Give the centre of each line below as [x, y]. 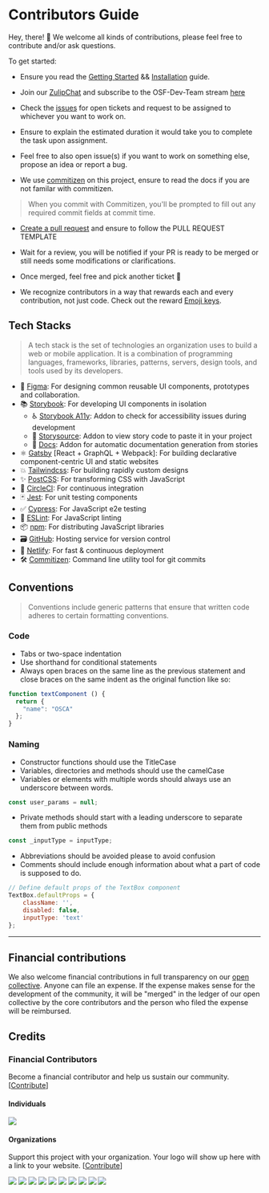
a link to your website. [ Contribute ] [65, 1166]
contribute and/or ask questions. [62, 45]
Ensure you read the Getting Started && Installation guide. [115, 76]
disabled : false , [52, 910]
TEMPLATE [38, 236]
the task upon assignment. [64, 140]
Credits [27, 1036]
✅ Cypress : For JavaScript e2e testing [83, 508]
